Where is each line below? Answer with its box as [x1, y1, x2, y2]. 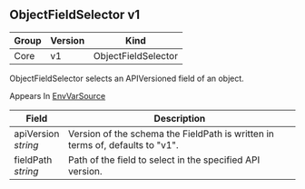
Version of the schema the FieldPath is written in [67, 127, 274, 140]
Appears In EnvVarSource [9, 90, 106, 101]
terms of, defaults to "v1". [67, 138, 179, 151]
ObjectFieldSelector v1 [9, 7, 141, 23]
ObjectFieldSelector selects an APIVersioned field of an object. [9, 73, 245, 84]
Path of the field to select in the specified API [67, 154, 261, 166]
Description [153, 112, 206, 124]
